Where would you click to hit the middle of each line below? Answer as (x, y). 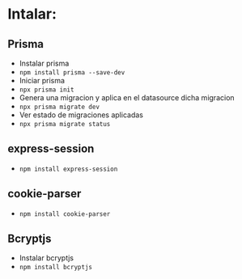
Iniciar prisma (42, 80)
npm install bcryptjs (55, 268)
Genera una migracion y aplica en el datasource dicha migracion (127, 97)
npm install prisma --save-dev (72, 73)
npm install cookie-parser (65, 214)
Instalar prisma (44, 63)
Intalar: (32, 14)
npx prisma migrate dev (59, 107)
